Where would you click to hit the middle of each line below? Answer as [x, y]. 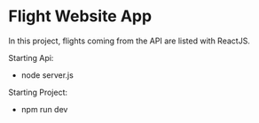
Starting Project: [38, 92]
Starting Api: [31, 58]
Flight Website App [80, 16]
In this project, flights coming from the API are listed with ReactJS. [129, 41]
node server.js [47, 75]
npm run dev [44, 109]
